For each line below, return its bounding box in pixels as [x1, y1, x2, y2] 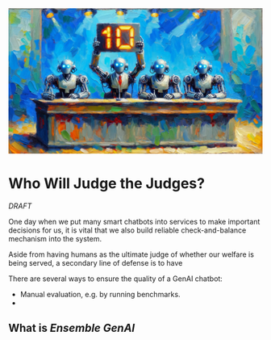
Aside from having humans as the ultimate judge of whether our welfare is [8, 250, 254, 259]
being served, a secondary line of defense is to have [8, 258, 183, 267]
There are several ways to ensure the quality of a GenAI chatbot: [8, 274, 223, 283]
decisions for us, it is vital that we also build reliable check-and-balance [8, 225, 247, 235]
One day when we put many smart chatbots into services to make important [8, 216, 261, 226]
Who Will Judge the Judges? [8, 174, 206, 193]
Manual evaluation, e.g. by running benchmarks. [19, 289, 181, 299]
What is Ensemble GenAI [8, 321, 135, 335]
